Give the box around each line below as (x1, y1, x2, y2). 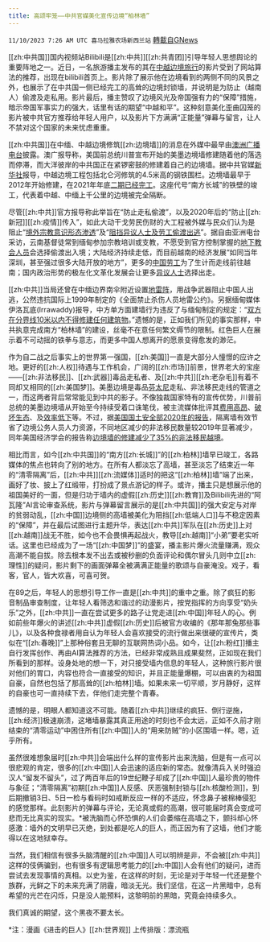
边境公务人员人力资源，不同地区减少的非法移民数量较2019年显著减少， (22, 422, 257, 432)
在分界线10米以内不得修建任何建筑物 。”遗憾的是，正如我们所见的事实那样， (8, 315, 255, 324)
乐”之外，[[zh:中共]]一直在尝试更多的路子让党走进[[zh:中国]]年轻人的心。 (8, 607, 250, 617)
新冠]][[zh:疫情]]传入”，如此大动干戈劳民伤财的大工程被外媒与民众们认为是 (8, 217, 256, 226)
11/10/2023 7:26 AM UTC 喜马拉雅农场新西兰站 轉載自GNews (8, 35, 198, 44)
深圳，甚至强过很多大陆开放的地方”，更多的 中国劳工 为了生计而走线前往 (8, 257, 244, 266)
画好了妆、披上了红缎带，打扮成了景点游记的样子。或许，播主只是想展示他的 (8, 480, 262, 490)
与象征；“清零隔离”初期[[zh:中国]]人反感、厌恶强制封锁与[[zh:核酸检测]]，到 (8, 783, 260, 792)
